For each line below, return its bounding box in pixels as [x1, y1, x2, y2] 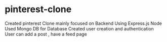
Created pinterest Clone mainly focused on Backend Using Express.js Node [5, 20, 162, 26]
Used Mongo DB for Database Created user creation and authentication [5, 25, 154, 31]
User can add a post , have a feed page [5, 31, 87, 37]
